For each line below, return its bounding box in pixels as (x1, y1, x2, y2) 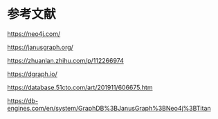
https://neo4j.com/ (7, 29, 61, 38)
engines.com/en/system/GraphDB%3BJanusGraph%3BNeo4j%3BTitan (7, 104, 211, 112)
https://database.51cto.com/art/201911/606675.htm (7, 83, 153, 91)
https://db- (7, 96, 39, 104)
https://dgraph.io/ (7, 70, 57, 78)
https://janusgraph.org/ (7, 43, 74, 51)
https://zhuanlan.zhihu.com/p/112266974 (7, 56, 125, 64)
